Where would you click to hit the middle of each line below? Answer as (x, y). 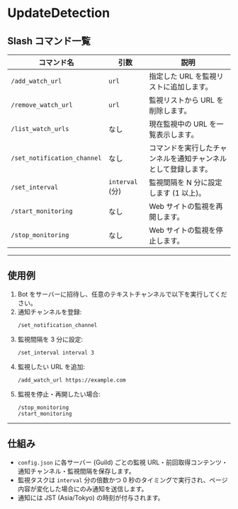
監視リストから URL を (186, 100)
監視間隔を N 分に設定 (186, 182)
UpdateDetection (59, 13)
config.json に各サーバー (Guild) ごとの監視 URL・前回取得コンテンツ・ (123, 462)
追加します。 (191, 87)
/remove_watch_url (42, 105)
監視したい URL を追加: (51, 367)
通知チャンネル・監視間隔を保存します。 (76, 471)
